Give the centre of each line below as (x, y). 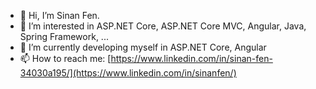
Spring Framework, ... (64, 36)
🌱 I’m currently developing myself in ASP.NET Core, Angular (143, 47)
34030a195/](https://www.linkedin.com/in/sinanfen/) (128, 73)
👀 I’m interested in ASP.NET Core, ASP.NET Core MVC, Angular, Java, (163, 26)
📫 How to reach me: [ (65, 58)
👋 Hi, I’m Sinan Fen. (59, 15)
